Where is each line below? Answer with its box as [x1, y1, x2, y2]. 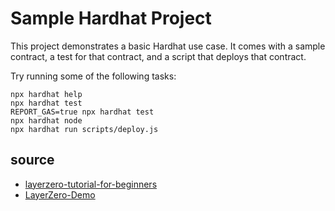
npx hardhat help [10, 89, 83, 99]
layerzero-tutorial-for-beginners [24, 178, 158, 190]
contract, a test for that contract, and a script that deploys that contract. [10, 50, 307, 62]
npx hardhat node [10, 115, 83, 126]
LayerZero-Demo [24, 188, 96, 201]
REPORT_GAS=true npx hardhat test [10, 107, 155, 117]
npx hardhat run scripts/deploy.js [10, 124, 159, 134]
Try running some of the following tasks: [10, 70, 177, 82]
